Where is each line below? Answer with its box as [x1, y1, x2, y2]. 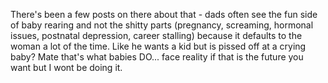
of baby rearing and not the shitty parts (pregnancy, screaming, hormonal [10, 19, 314, 31]
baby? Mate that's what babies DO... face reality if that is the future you [10, 51, 304, 63]
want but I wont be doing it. [10, 62, 123, 73]
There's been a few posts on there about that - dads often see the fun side [10, 9, 318, 20]
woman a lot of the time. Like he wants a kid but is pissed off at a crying [10, 40, 307, 52]
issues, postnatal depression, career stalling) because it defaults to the [10, 30, 303, 41]
